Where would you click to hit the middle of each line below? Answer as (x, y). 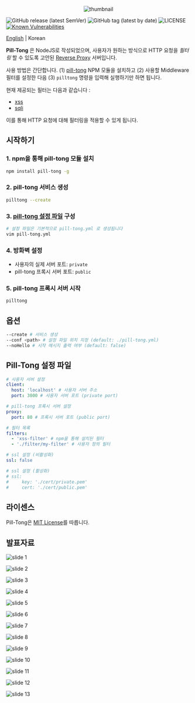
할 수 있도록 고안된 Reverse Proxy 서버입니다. (64, 58)
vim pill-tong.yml (28, 234)
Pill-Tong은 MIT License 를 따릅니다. (48, 522)
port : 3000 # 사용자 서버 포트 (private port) (65, 396)
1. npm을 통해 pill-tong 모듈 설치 (50, 159)
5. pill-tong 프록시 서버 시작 (43, 288)
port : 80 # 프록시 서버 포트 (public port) (61, 417)
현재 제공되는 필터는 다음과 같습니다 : (48, 90)
